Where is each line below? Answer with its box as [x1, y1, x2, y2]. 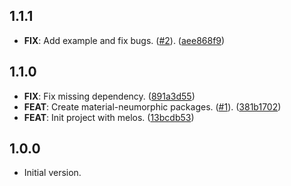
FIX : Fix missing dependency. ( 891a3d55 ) [23, 90, 196, 102]
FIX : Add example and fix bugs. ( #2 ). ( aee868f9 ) [23, 34, 226, 46]
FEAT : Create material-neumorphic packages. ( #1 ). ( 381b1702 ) [23, 100, 282, 113]
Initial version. [23, 167, 82, 179]
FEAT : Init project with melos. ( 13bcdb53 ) [23, 111, 195, 123]
